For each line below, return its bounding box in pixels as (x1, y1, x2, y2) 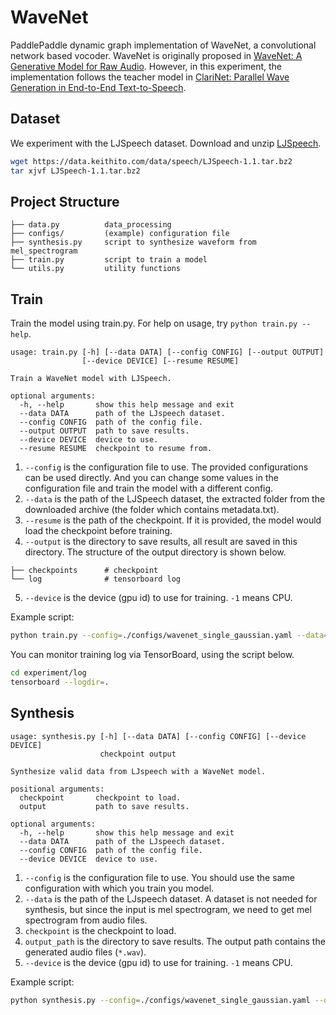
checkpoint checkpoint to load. (19, 792, 182, 803)
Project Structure (10, 193, 120, 210)
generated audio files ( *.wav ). (24, 946, 147, 958)
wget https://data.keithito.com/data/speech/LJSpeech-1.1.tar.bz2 (10, 156, 293, 166)
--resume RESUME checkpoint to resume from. (19, 444, 213, 454)
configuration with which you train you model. (24, 882, 215, 894)
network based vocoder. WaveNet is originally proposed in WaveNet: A (10, 49, 303, 61)
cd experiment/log (10, 668, 87, 678)
